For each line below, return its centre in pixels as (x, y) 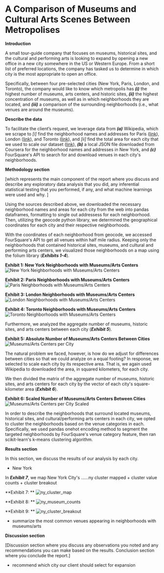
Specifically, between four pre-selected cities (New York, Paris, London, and (82, 83)
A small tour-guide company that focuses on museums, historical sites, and (81, 53)
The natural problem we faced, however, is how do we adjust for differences (82, 353)
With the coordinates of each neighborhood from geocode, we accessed (79, 234)
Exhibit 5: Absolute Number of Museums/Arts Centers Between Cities (78, 339)
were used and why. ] (27, 195)
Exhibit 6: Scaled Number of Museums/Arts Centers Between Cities (75, 399)
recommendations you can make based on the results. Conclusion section (80, 550)
